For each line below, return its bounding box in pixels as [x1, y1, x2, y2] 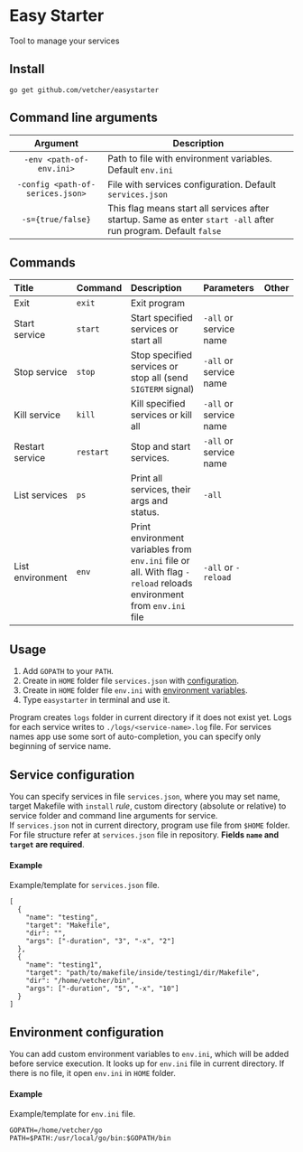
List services [14, 489, 68, 501]
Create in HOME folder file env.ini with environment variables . [22, 685, 248, 696]
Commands [9, 255, 77, 270]
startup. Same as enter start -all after [107, 213, 275, 226]
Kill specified [130, 398, 186, 410]
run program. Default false [107, 224, 222, 237]
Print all [130, 472, 163, 484]
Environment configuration [9, 1025, 164, 1040]
